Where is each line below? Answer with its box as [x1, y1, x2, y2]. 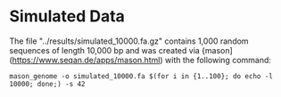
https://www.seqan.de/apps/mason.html [12, 54, 161, 65]
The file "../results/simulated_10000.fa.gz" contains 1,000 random [9, 36, 249, 46]
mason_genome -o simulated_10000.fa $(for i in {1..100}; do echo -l [9, 71, 274, 81]
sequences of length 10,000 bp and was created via [9, 44, 201, 55]
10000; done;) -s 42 [9, 79, 87, 88]
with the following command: [164, 54, 272, 65]
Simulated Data [9, 6, 125, 27]
